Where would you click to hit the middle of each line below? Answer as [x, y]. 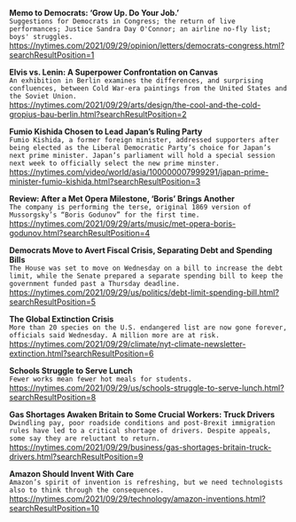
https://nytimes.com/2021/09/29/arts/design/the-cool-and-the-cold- [135, 105]
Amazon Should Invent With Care [72, 474]
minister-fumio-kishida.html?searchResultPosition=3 [105, 182]
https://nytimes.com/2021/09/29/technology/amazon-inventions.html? [137, 499]
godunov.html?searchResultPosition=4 [80, 233]
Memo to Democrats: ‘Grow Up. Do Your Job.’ [94, 13]
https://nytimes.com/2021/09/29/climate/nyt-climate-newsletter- [128, 344]
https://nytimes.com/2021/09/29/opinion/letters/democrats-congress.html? [147, 45]
